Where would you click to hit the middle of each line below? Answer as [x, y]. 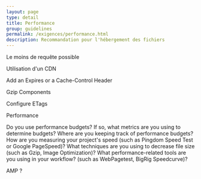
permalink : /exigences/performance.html [58, 34]
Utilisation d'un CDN [31, 69]
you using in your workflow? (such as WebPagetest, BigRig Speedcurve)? [97, 159]
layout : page [22, 12]
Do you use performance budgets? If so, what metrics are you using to [94, 127]
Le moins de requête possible [43, 57]
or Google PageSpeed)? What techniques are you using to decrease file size [100, 146]
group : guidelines [29, 29]
